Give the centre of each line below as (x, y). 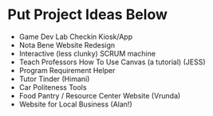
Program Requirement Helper (67, 70)
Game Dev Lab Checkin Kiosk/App (76, 37)
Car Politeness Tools (53, 87)
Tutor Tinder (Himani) (54, 79)
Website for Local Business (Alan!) (75, 104)
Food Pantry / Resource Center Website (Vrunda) (100, 95)
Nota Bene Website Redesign (67, 44)
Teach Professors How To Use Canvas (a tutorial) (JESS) (112, 62)
